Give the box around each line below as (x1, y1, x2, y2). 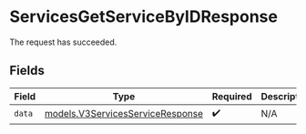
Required (211, 89, 252, 102)
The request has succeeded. (9, 36, 117, 47)
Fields (9, 63, 46, 78)
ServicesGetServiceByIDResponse (9, 6, 278, 27)
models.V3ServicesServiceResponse (44, 108, 203, 120)
